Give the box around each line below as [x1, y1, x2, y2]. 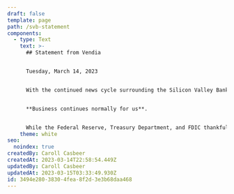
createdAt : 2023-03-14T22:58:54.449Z [7, 156, 117, 163]
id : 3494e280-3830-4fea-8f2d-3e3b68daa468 [7, 176, 132, 183]
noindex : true [13, 144, 54, 151]
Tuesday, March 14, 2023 [25, 68, 98, 75]
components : [7, 29, 42, 37]
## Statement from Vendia [25, 50, 101, 57]
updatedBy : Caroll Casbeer [7, 163, 86, 170]
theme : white [19, 130, 58, 137]
